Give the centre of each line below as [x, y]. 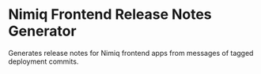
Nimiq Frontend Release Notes [110, 15]
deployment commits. [43, 61]
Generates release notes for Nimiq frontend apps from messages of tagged [131, 53]
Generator [42, 31]
